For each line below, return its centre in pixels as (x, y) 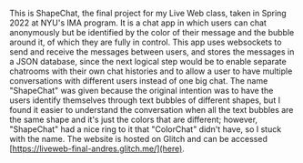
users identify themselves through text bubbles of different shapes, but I (145, 100)
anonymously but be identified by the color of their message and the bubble (152, 32)
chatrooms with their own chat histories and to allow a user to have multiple (151, 71)
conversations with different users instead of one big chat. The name (139, 81)
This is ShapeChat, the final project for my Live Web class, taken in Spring (148, 13)
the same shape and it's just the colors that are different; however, (133, 119)
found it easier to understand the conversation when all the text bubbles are (151, 110)
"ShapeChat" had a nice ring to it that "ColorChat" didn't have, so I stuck (146, 129)
